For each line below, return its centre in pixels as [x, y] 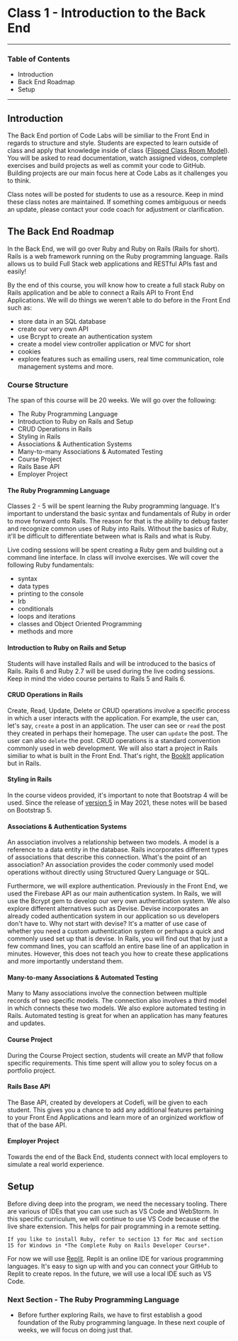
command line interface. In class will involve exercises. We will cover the [113, 558]
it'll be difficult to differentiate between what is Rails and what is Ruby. [109, 536]
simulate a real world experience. [56, 1164]
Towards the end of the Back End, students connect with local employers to [118, 1157]
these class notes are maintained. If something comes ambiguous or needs [117, 202]
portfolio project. [32, 1070]
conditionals [35, 609]
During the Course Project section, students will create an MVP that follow [115, 1055]
